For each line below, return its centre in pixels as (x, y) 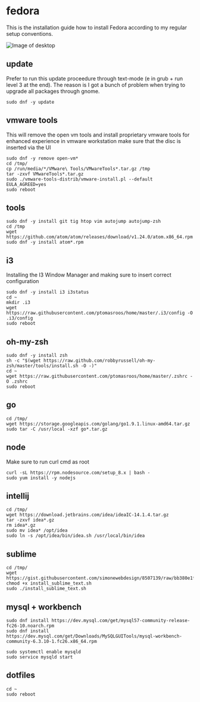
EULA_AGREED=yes (26, 184)
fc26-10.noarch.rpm (30, 626)
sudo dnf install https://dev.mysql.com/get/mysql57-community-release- (98, 621)
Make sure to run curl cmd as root (48, 462)
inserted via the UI (29, 147)
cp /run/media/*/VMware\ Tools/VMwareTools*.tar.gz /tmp (78, 169)
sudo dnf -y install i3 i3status (48, 292)
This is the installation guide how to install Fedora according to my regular (97, 27)
